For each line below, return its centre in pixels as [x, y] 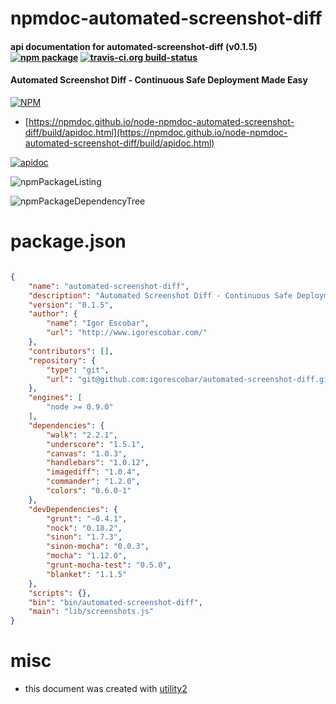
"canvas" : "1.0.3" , [87, 453]
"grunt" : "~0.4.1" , [87, 518]
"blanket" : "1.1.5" [87, 574]
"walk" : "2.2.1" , [82, 435]
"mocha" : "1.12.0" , [87, 556]
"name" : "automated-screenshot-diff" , [109, 286]
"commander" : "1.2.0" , [93, 482]
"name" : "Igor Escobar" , [98, 323]
